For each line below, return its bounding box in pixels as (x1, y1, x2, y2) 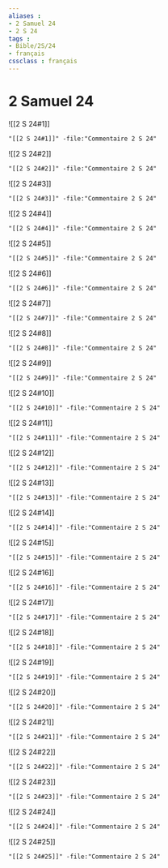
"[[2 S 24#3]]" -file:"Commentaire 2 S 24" (8, 194, 157, 203)
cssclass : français (8, 58, 78, 66)
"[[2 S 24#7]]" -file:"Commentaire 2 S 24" (8, 314, 157, 322)
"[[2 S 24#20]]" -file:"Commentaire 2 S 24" (8, 703, 161, 711)
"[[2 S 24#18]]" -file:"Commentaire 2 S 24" (8, 642, 161, 651)
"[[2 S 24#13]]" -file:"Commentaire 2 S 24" (8, 493, 161, 501)
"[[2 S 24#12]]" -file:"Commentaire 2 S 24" (8, 463, 161, 471)
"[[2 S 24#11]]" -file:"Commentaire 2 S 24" (8, 433, 161, 442)
